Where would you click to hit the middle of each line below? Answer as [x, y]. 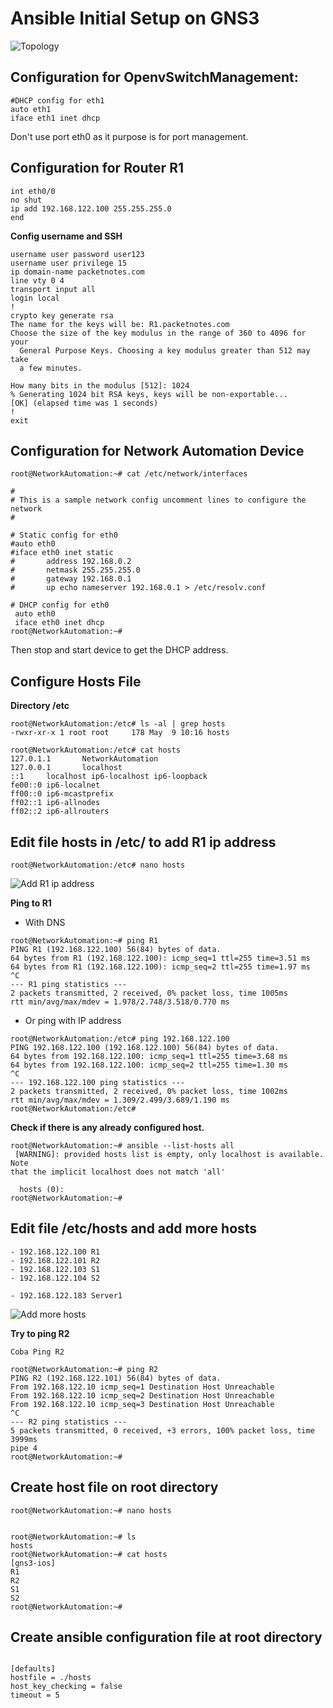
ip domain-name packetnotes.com [77, 272]
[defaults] [33, 1669]
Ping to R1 [31, 903]
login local [35, 298]
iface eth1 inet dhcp [55, 118]
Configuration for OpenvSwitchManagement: [154, 77]
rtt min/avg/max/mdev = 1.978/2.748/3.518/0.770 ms [120, 1002]
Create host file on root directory [114, 1487]
